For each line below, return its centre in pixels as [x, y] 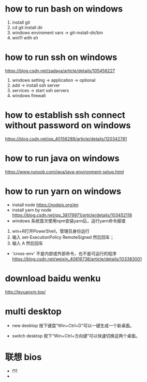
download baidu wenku [53, 278]
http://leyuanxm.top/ [25, 292]
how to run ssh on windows [61, 57]
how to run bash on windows [64, 9]
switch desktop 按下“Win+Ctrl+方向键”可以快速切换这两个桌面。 [76, 336]
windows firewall [29, 95]
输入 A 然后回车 [28, 243]
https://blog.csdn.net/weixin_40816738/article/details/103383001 [77, 259]
